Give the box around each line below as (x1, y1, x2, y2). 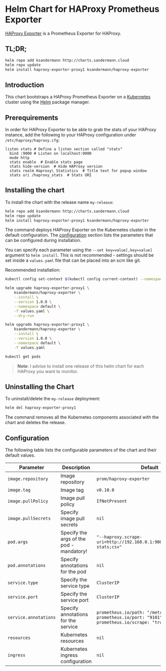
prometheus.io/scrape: (96, 620, 150, 625)
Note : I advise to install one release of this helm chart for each (17, 363, 144, 369)
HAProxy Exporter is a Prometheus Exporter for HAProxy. (5, 30, 122, 36)
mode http (9, 155, 30, 160)
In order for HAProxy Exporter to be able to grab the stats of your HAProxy (5, 127, 157, 132)
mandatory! (60, 548, 87, 555)
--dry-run (14, 313, 35, 318)
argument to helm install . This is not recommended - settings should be (5, 252, 154, 258)
